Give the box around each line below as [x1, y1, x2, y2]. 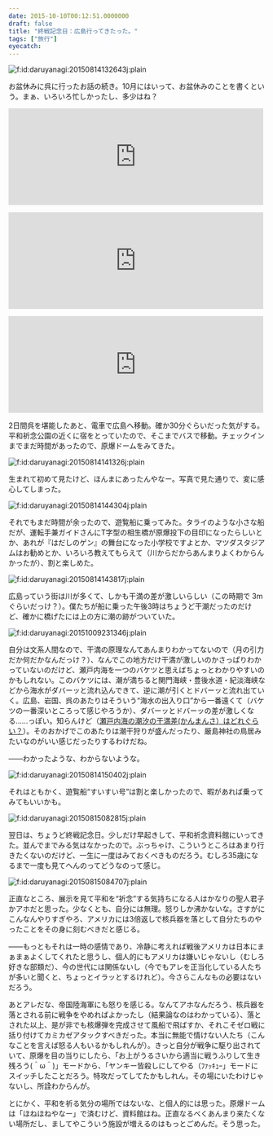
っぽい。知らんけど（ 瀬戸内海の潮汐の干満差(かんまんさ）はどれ [28, 716, 245, 726]
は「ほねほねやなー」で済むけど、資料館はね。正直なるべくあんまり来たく [8, 1109, 258, 1119]
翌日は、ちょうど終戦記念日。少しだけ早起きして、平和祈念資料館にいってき [8, 830, 265, 840]
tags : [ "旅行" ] [8, 34, 58, 43]
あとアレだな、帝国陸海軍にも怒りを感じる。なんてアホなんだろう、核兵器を [8, 1000, 265, 1010]
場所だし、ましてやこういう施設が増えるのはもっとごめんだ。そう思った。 [15, 1119, 265, 1129]
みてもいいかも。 [8, 797, 66, 807]
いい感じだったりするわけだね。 [43, 737, 152, 746]
